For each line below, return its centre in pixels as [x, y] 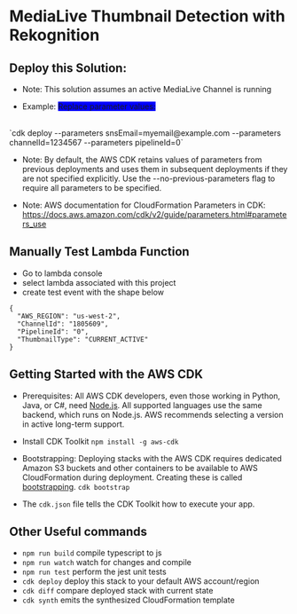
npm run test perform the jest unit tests [94, 572]
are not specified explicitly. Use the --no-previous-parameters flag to [148, 178]
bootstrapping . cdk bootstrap [76, 486]
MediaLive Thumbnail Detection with [147, 16]
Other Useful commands [78, 532]
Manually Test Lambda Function [99, 252]
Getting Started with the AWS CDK [106, 374]
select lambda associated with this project [99, 282]
